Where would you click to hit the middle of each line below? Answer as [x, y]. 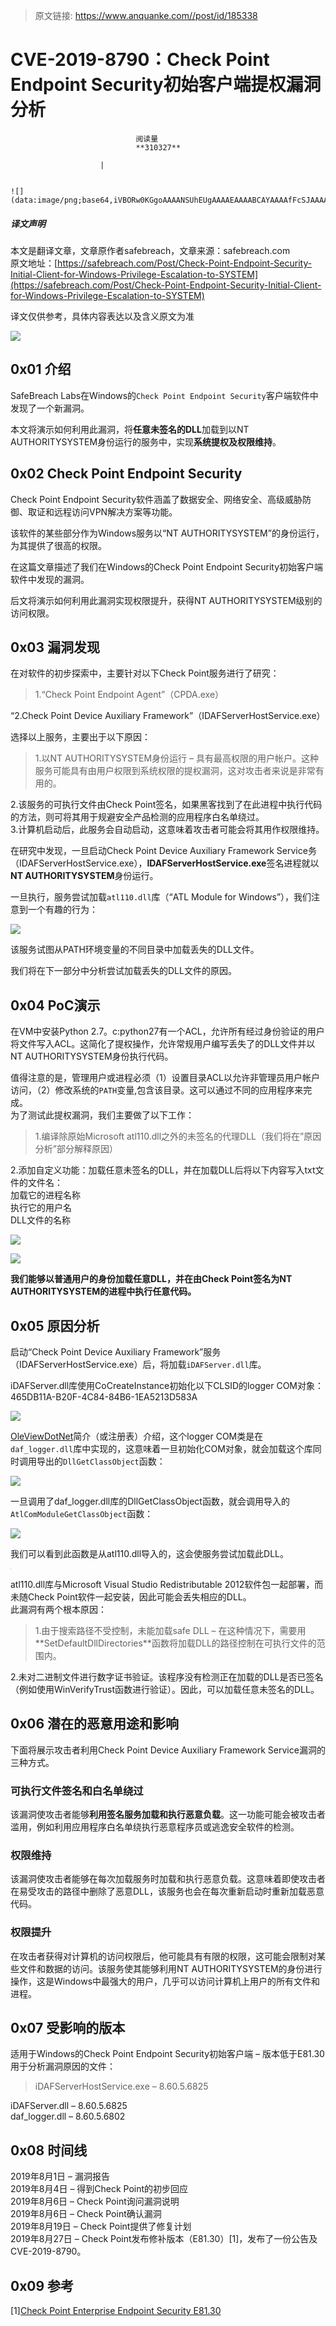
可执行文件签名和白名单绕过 [77, 1791]
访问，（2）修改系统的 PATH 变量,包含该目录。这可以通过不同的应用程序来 [157, 1090]
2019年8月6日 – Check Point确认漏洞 [86, 2214]
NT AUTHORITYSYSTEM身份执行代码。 [92, 1056]
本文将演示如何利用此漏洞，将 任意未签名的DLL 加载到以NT [130, 429]
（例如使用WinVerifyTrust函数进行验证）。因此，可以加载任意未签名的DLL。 [165, 1689]
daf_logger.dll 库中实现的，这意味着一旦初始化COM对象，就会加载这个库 [161, 1448]
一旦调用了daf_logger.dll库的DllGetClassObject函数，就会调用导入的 [150, 1501]
